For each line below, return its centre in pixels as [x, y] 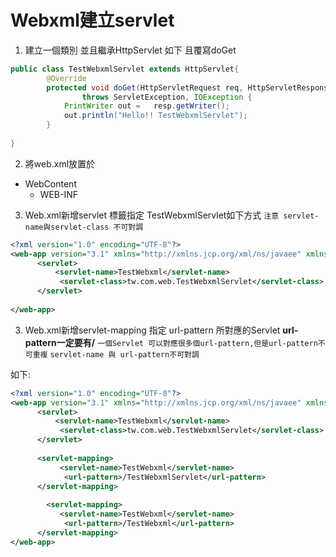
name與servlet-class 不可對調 [84, 227]
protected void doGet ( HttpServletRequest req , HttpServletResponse [189, 87]
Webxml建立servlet [92, 20]
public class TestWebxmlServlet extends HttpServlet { [125, 69]
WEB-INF [58, 194]
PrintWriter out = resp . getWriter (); [146, 106]
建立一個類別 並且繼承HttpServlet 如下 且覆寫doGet [130, 50]
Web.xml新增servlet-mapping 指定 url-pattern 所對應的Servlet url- [161, 330]
